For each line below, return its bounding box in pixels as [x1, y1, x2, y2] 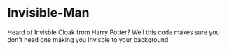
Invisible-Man [7, 5, 90, 21]
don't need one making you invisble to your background [7, 35, 169, 43]
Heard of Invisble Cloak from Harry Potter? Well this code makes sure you [7, 28, 221, 36]
